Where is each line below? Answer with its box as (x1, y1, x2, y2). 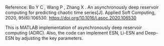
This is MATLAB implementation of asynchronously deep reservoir (5, 24, 142, 30)
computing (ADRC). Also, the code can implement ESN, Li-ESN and (5, 30, 144, 35)
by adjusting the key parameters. (15, 35, 83, 41)
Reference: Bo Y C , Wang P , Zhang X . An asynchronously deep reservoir (5, 4, 159, 10)
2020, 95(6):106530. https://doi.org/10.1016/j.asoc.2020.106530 (5, 15, 137, 20)
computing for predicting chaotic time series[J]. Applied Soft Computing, (5, 9, 156, 15)
